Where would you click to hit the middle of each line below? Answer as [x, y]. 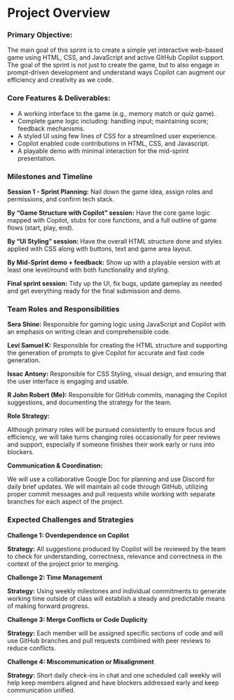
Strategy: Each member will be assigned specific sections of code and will [115, 633]
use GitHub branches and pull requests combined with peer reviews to [109, 640]
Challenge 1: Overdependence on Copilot [68, 535]
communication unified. [41, 690]
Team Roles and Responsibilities [64, 309]
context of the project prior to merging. [64, 564]
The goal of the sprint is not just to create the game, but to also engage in [113, 65]
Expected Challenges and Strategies [71, 520]
